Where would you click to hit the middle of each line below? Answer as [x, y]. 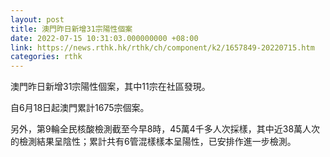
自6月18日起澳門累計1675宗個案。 [80, 108]
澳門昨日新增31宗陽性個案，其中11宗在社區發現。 [110, 87]
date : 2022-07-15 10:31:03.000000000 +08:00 [104, 38]
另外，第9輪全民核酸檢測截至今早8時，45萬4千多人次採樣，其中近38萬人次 [165, 129]
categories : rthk [46, 57]
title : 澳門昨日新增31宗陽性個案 [71, 29]
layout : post [37, 19]
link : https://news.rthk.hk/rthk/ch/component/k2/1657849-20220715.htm [162, 47]
